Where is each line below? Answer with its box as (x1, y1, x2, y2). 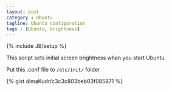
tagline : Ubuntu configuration (6, 20, 86, 26)
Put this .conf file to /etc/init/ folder (6, 66, 100, 73)
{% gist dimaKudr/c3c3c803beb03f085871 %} (6, 78, 123, 85)
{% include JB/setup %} (6, 42, 67, 50)
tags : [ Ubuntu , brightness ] (6, 25, 80, 32)
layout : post (6, 8, 40, 15)
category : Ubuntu (6, 15, 53, 21)
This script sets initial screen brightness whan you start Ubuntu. (6, 54, 167, 61)
